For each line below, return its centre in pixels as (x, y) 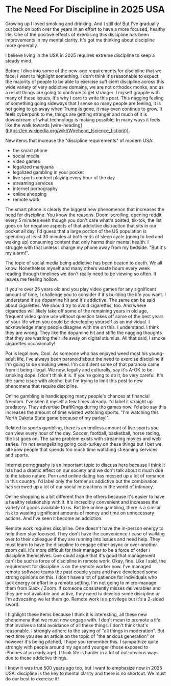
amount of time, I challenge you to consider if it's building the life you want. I (86, 294)
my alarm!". (17, 253)
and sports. (17, 455)
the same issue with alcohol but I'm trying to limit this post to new (74, 381)
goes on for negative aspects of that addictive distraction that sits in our (81, 225)
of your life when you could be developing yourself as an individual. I (78, 322)
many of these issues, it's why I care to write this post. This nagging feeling (84, 98)
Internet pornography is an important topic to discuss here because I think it (85, 465)
